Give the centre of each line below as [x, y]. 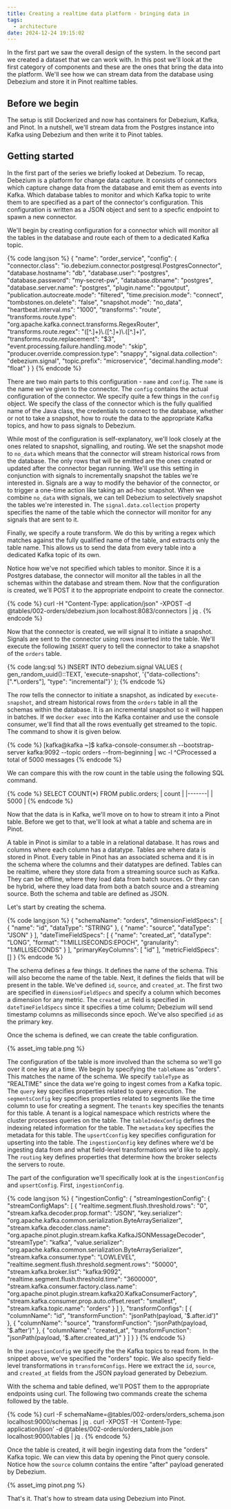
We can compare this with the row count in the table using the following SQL [116, 772]
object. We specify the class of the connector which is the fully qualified [110, 403]
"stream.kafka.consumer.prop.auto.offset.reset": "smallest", [92, 1301]
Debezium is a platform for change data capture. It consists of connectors [112, 180]
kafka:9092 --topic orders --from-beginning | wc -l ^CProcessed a [122, 752]
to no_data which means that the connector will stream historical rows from [114, 453]
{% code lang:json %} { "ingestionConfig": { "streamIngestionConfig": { [109, 1198]
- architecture [35, 26]
